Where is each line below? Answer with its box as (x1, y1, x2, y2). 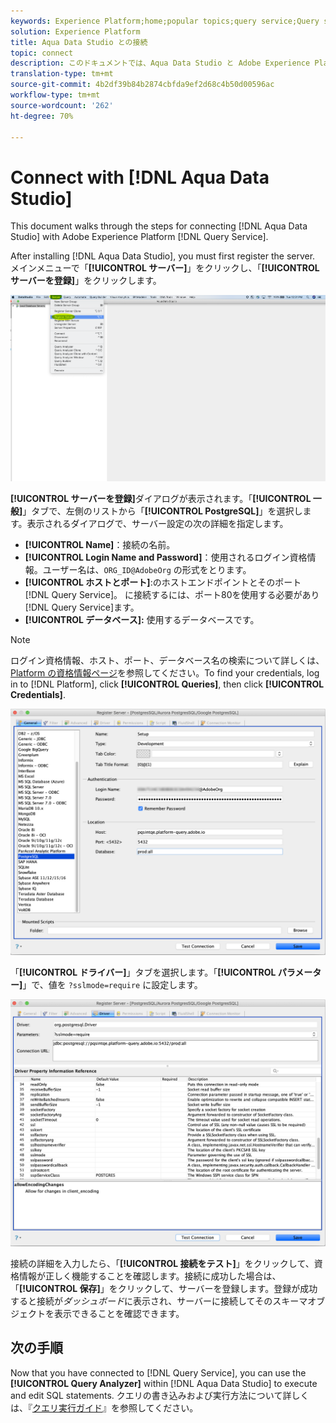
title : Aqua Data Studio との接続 (10, 37, 148, 47)
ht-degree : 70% (10, 111, 74, 121)
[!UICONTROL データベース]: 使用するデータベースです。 (24, 614, 260, 626)
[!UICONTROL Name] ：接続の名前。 (24, 539, 176, 551)
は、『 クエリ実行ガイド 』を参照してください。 (10, 1401, 199, 1414)
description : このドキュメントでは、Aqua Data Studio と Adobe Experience (10, 58, 311, 69)
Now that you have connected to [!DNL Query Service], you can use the (10, 1366, 307, 1379)
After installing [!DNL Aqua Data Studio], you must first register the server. (10, 250, 316, 262)
